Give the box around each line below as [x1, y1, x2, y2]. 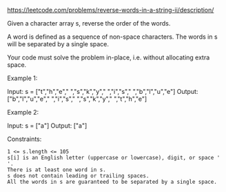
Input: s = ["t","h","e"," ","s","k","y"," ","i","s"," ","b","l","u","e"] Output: [7, 88, 198, 95]
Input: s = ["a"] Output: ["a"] [7, 122, 88, 130]
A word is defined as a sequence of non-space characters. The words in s [7, 32, 218, 41]
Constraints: [7, 135, 42, 143]
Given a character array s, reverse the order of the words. [7, 19, 171, 27]
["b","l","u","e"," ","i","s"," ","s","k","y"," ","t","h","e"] [7, 95, 147, 103]
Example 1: [7, 74, 38, 82]
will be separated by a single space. [7, 40, 109, 48]
